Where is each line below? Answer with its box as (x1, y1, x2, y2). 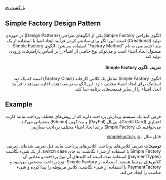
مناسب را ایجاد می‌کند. (120, 169, 161, 175)
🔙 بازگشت (5, 5, 26, 10)
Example (5, 100, 33, 108)
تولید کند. (144, 53, 161, 59)
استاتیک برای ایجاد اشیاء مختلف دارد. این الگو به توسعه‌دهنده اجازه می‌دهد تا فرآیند (11, 81, 161, 87)
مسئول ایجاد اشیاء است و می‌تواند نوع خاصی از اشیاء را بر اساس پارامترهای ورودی (9, 48, 161, 54)
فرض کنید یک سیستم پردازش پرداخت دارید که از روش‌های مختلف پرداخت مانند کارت (5, 113, 161, 119)
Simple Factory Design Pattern (5, 19, 101, 28)
